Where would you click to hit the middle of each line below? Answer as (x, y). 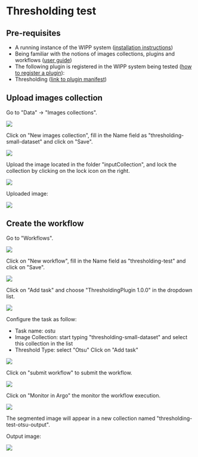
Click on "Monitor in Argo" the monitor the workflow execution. (83, 395)
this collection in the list (44, 343)
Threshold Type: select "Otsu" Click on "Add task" (76, 350)
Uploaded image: (27, 193)
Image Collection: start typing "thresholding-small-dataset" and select (101, 337)
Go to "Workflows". (30, 238)
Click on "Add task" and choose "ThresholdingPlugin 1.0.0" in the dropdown (99, 290)
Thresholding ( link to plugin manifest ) (61, 79)
